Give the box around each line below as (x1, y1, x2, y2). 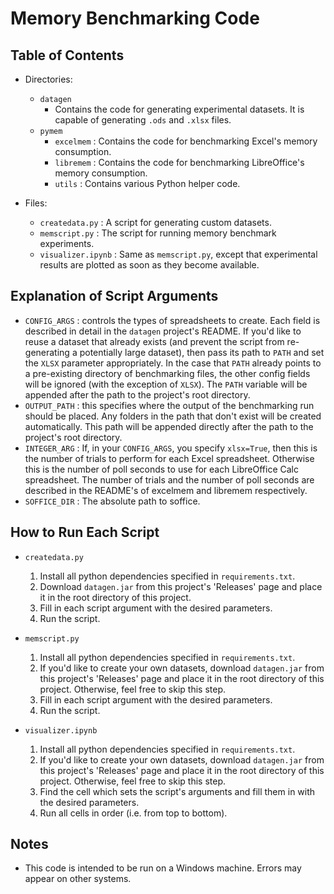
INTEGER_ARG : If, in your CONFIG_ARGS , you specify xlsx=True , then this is (24, 442, 318, 454)
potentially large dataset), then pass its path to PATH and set (79, 346, 325, 358)
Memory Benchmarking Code (10, 7, 260, 30)
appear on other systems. (24, 873, 132, 885)
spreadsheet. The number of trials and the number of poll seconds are (24, 473, 315, 486)
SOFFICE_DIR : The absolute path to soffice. (24, 495, 201, 507)
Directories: (24, 73, 73, 85)
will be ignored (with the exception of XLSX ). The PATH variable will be (24, 378, 308, 390)
